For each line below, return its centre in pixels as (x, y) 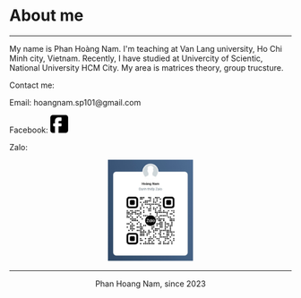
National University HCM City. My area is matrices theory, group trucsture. (146, 67)
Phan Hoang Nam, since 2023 (150, 284)
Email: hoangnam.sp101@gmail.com (75, 102)
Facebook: (29, 130)
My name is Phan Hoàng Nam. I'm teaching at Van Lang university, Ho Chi (146, 48)
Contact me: (32, 85)
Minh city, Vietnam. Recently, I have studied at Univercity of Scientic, (136, 58)
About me (47, 16)
